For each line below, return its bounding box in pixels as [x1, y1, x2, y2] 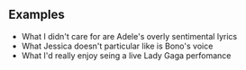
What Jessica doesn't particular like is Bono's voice [21, 40, 214, 51]
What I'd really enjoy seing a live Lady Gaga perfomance [21, 49, 232, 61]
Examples [8, 7, 65, 22]
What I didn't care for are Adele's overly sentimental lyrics [21, 31, 238, 41]
